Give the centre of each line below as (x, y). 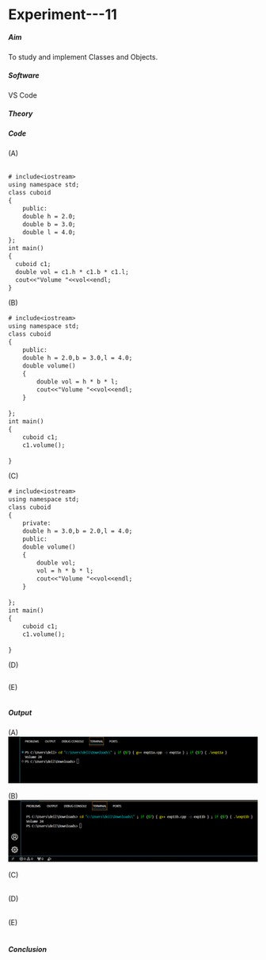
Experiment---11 (63, 15)
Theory (21, 114)
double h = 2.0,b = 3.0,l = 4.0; (78, 358)
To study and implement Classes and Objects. (83, 57)
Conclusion (28, 949)
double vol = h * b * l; (78, 382)
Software (24, 75)
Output (20, 713)
